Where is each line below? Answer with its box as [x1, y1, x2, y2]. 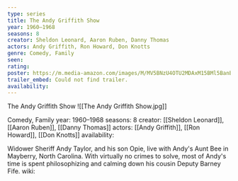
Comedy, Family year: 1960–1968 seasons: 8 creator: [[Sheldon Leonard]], [7, 116, 225, 124]
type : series [7, 10, 46, 18]
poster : [7, 69, 30, 76]
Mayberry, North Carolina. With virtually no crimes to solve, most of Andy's [7, 152, 227, 160]
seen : [7, 57, 23, 64]
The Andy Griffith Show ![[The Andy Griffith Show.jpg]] [7, 102, 167, 110]
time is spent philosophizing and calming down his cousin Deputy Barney [7, 160, 221, 168]
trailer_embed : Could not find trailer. [7, 76, 129, 83]
